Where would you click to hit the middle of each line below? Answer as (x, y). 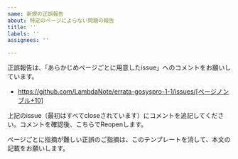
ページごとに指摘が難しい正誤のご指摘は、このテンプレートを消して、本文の (119, 140)
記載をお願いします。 (38, 148)
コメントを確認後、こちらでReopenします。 (83, 124)
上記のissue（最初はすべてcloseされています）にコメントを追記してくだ (113, 116)
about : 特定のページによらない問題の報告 (61, 21)
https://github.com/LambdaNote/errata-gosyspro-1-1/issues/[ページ (117, 92)
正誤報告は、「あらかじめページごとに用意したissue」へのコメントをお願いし (119, 67)
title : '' (22, 27)
